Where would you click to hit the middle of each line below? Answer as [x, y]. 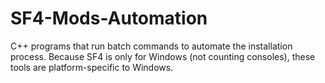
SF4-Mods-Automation [109, 18]
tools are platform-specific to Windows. [92, 67]
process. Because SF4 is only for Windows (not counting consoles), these [163, 56]
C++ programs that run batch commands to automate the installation [151, 46]
